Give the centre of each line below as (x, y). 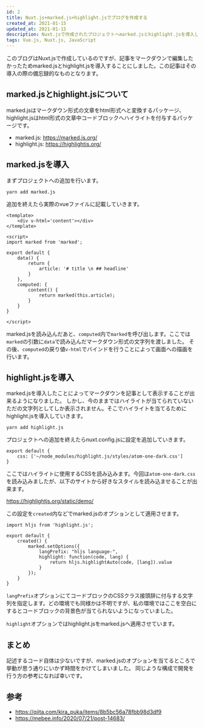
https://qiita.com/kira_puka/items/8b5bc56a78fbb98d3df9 (88, 712)
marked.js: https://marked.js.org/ (56, 137)
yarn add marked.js (31, 192)
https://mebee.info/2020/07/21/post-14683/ (70, 718)
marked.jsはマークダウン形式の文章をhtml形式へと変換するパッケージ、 (96, 110)
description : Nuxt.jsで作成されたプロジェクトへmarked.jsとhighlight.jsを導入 (100, 35)
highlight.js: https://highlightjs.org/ (58, 144)
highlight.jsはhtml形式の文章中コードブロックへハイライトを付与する (92, 118)
